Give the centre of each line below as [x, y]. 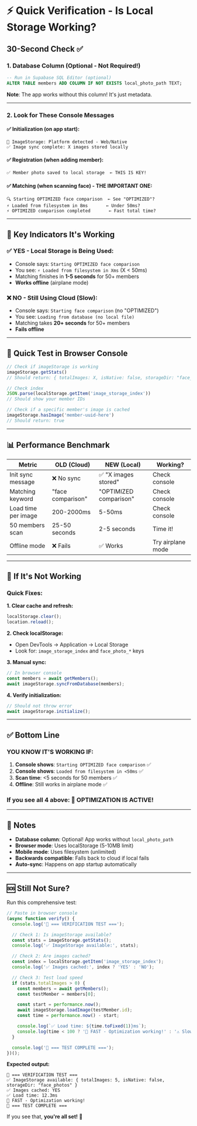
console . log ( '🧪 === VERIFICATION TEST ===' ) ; [68, 924]
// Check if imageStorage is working [53, 367]
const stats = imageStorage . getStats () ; [62, 940]
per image [23, 515]
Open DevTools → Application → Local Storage [72, 645]
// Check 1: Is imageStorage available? [62, 935]
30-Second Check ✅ [45, 49]
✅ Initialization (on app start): [43, 129]
